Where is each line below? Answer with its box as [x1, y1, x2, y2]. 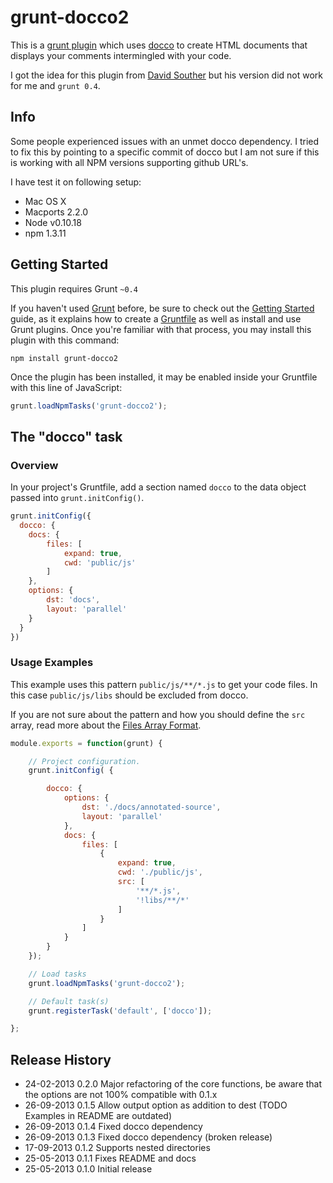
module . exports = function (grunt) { [10, 738, 163, 748]
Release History [10, 1051, 112, 1068]
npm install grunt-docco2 [10, 353, 118, 363]
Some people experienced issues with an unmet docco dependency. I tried [10, 135, 320, 147]
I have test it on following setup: [10, 176, 142, 188]
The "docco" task [10, 428, 123, 445]
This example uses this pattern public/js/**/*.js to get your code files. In [10, 678, 318, 690]
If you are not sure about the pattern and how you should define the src [10, 708, 306, 720]
